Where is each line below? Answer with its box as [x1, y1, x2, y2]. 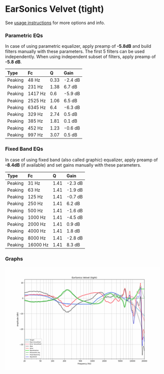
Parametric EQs [5, 32, 43, 39]
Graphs [5, 255, 23, 262]
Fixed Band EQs [5, 145, 43, 152]
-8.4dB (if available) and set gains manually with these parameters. [5, 162, 141, 168]
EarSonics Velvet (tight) [5, 3, 104, 15]
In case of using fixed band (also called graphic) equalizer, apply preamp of [5, 157, 158, 163]
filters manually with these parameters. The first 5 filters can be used [5, 48, 145, 55]
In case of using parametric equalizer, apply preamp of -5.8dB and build [5, 43, 151, 49]
